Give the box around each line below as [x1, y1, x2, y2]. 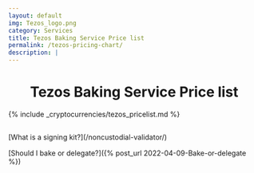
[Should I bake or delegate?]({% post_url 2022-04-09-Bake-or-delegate [8, 148, 247, 158]
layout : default [8, 11, 62, 20]
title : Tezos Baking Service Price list [8, 33, 145, 42]
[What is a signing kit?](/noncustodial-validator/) [8, 132, 168, 142]
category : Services [8, 26, 73, 34]
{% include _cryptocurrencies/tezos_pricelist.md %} [8, 109, 181, 119]
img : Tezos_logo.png [8, 19, 77, 27]
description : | [8, 49, 59, 57]
